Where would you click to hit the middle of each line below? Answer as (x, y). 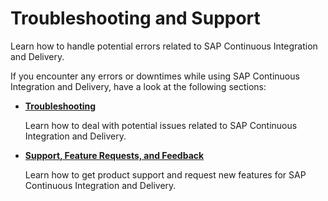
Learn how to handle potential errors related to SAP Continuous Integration (164, 46)
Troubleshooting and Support (135, 18)
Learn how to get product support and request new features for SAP (165, 174)
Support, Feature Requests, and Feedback (114, 155)
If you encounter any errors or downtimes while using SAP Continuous (155, 76)
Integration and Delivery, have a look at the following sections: (138, 86)
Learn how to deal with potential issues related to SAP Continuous (161, 125)
